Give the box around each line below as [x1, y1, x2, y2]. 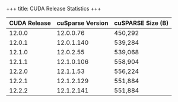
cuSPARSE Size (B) [114, 19, 169, 27]
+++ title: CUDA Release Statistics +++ [6, 5, 101, 12]
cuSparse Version [56, 19, 109, 27]
